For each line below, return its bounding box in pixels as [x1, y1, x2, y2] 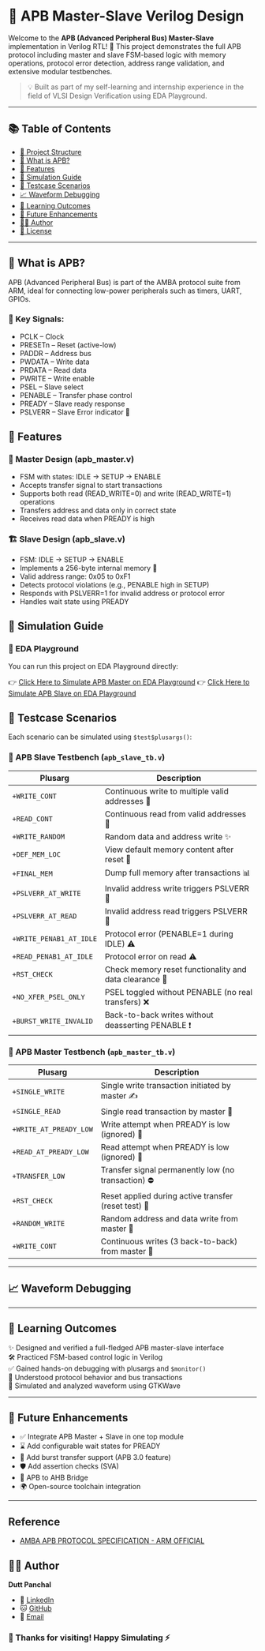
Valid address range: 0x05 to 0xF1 [19, 572, 131, 581]
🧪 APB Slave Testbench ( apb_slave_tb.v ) [8, 752, 166, 763]
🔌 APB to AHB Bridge [19, 1473, 88, 1483]
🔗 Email [19, 1612, 45, 1621]
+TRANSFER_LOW [12, 1172, 65, 1181]
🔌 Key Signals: [8, 313, 65, 325]
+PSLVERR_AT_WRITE [12, 888, 81, 898]
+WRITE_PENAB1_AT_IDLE [12, 934, 97, 943]
